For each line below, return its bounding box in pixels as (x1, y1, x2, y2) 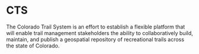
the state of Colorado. (6, 42, 60, 49)
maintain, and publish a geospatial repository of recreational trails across (6, 36, 185, 43)
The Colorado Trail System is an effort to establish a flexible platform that (6, 23, 185, 30)
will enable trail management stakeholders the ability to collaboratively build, (6, 29, 193, 36)
